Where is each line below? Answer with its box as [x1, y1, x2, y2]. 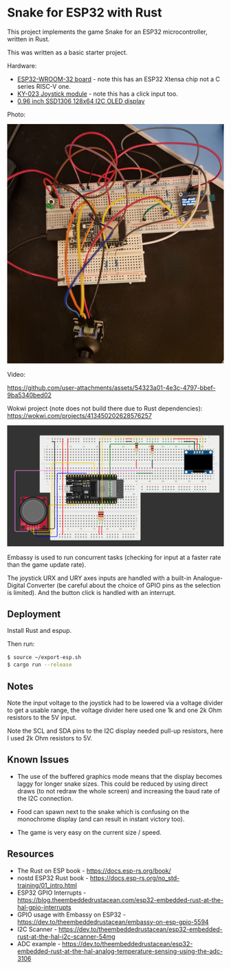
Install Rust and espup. [7, 627, 72, 635]
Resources [7, 848, 54, 860]
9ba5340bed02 [7, 391, 52, 399]
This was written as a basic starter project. [7, 48, 128, 56]
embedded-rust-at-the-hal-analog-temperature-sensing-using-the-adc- [16, 947, 223, 955]
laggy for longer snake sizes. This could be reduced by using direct [16, 780, 208, 788]
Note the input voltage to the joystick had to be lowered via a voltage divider [7, 698, 223, 707]
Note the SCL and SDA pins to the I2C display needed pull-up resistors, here [7, 727, 223, 735]
